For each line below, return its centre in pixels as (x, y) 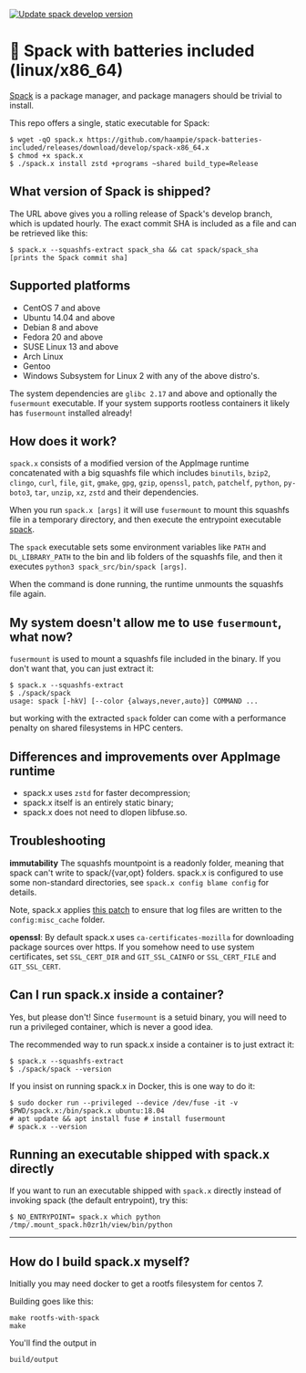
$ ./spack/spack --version (61, 1069)
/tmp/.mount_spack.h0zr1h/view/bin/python (91, 1225)
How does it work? (63, 441)
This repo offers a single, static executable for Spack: (110, 122)
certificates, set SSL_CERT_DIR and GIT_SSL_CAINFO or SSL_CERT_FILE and (143, 956)
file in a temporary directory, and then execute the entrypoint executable (146, 519)
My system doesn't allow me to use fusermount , (146, 622)
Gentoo (36, 366)
